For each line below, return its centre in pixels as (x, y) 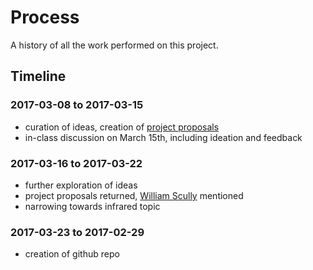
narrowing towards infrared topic (92, 206)
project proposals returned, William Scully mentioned (134, 195)
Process (45, 17)
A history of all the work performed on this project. (114, 45)
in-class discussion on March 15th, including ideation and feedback (163, 137)
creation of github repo (72, 254)
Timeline (38, 76)
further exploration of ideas (81, 185)
